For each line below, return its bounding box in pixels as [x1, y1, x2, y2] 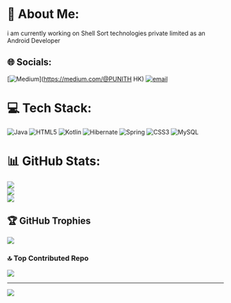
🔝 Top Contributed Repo [7, 253, 89, 263]
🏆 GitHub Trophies [7, 215, 91, 227]
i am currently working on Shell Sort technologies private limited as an [7, 29, 206, 37]
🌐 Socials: [7, 57, 52, 68]
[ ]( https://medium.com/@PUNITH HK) [7, 75, 144, 83]
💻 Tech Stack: [7, 100, 92, 116]
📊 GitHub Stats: [7, 153, 101, 168]
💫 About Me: [7, 6, 80, 22]
